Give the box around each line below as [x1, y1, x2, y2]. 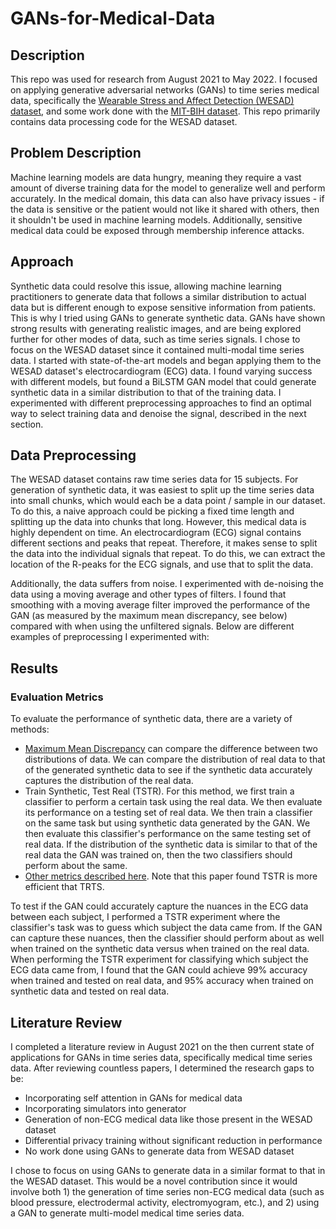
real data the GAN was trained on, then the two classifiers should [24, 849, 293, 861]
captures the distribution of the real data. [24, 775, 194, 787]
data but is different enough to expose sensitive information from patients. [10, 301, 317, 313]
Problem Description [10, 145, 142, 162]
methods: [10, 723, 50, 736]
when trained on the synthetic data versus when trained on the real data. [10, 943, 310, 955]
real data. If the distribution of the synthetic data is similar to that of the [24, 838, 318, 851]
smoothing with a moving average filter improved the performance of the [10, 599, 311, 611]
